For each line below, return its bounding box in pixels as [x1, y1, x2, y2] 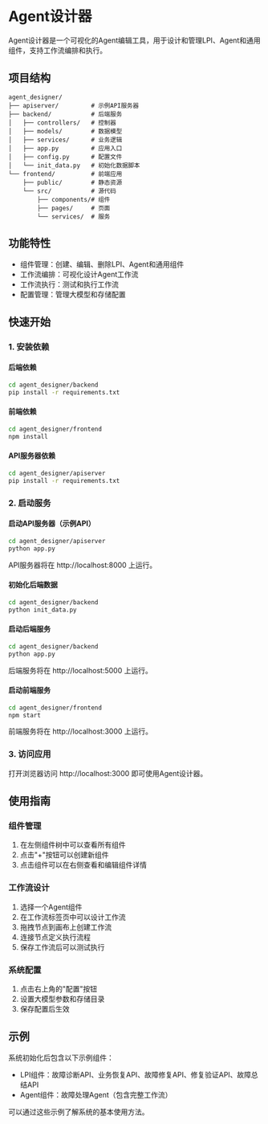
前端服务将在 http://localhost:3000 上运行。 [8, 726, 152, 736]
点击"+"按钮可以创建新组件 [19, 850, 110, 860]
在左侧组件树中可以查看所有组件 [19, 840, 126, 850]
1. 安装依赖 [8, 341, 50, 352]
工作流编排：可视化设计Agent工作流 [19, 269, 139, 279]
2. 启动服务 [8, 497, 51, 509]
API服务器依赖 [8, 451, 56, 460]
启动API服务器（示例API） [8, 519, 95, 529]
